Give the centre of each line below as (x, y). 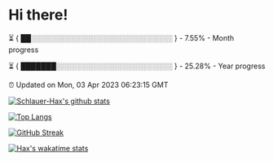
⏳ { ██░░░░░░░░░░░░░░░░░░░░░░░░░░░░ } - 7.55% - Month (121, 37)
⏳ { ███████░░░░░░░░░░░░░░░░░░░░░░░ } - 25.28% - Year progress (137, 66)
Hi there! (38, 15)
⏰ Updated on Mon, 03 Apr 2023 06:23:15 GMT (88, 85)
